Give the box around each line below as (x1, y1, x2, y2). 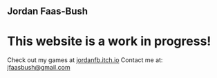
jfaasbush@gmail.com (7, 64, 70, 72)
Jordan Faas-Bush (7, 6, 88, 17)
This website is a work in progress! (7, 33, 211, 49)
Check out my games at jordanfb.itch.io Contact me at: (7, 56, 163, 64)
